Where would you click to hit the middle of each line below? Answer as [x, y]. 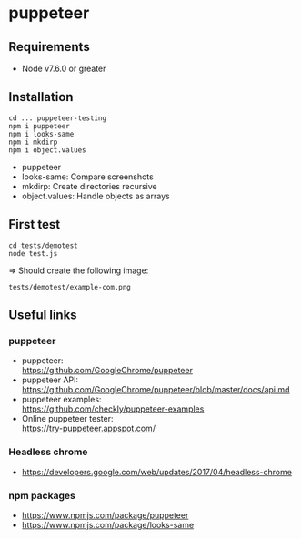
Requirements [49, 47]
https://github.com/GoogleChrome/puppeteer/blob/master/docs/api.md [156, 390]
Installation [41, 97]
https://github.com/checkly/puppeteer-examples [113, 409]
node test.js [33, 253]
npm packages [42, 495]
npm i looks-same [41, 134]
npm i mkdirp [33, 142]
